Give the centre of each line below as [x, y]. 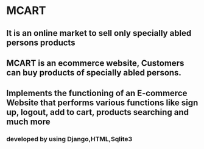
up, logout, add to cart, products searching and [97, 112]
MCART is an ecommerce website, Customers [95, 63]
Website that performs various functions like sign [102, 103]
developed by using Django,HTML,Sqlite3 [69, 139]
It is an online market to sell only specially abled [99, 33]
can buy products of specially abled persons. [94, 73]
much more [28, 122]
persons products [41, 42]
